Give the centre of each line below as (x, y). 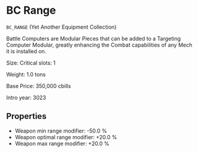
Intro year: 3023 (26, 97)
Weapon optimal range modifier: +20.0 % (66, 137)
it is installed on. (26, 51)
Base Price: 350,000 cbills (39, 86)
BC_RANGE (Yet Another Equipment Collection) (61, 27)
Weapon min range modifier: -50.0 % (61, 131)
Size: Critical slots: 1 (31, 63)
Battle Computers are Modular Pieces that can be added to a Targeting (94, 38)
